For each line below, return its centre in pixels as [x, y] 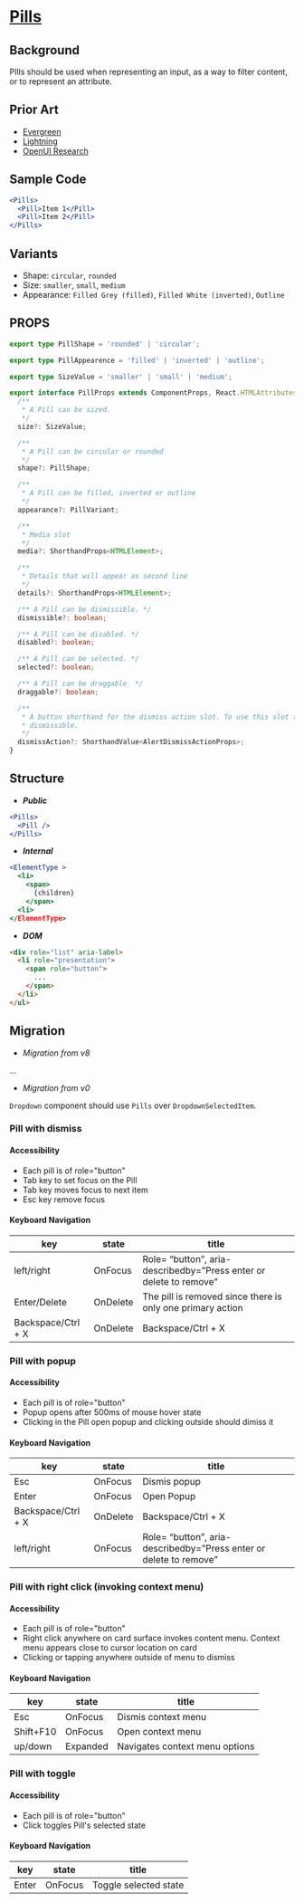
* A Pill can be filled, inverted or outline [109, 493]
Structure [37, 779]
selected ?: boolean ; [56, 667]
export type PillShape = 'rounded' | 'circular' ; [105, 344]
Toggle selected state [138, 1885]
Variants [34, 254]
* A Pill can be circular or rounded [93, 451]
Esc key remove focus [64, 1199]
